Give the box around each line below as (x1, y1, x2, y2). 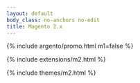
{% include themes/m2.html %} (6, 68, 96, 77)
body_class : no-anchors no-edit (6, 17, 100, 24)
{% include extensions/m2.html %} (6, 55, 107, 64)
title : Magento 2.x (6, 23, 63, 30)
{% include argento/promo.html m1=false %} (6, 42, 134, 50)
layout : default (6, 10, 53, 17)
